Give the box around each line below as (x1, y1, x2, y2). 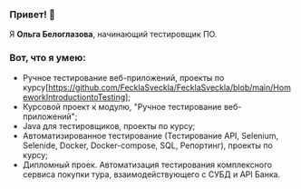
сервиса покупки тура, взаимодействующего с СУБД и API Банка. (22, 168, 281, 180)
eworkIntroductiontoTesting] (22, 91, 129, 103)
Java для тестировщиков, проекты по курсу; (22, 120, 196, 131)
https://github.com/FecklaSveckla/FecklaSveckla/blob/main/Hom (48, 82, 292, 93)
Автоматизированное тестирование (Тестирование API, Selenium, (22, 130, 279, 141)
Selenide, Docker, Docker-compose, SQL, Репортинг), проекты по (22, 140, 274, 151)
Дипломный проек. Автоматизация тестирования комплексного (22, 159, 273, 170)
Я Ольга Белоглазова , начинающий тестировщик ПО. (9, 29, 218, 40)
